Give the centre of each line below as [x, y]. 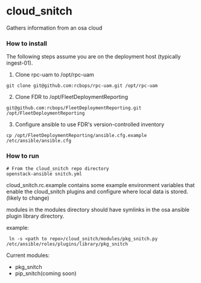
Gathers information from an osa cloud [54, 28]
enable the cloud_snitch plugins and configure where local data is [88, 191]
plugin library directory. [35, 216]
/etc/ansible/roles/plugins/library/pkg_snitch [67, 244]
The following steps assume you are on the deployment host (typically [94, 57]
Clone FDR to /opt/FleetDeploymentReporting [72, 97]
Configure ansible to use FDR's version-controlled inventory [90, 124]
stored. [179, 191]
